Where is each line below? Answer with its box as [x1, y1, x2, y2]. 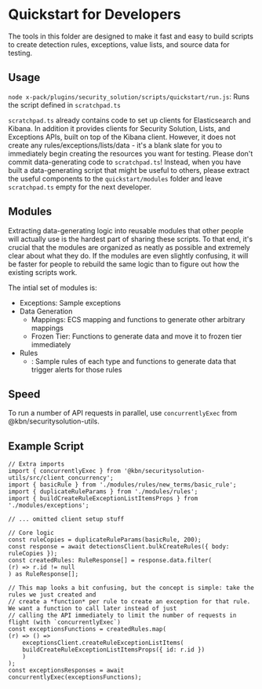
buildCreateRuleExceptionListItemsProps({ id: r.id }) [22, 646, 206, 654]
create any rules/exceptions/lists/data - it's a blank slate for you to [8, 140, 222, 150]
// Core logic [8, 529, 55, 537]
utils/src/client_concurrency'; [8, 474, 114, 482]
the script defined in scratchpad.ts [8, 100, 122, 109]
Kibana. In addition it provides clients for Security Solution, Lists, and [8, 123, 231, 133]
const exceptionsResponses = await [8, 666, 125, 675]
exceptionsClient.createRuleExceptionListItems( [22, 639, 184, 647]
